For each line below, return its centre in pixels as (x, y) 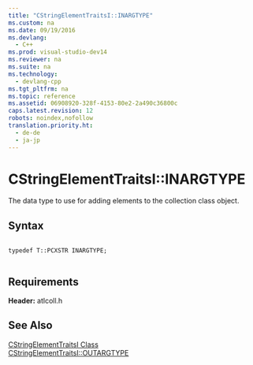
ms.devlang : (28, 37)
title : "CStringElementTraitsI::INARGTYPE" (81, 15)
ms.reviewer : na (35, 60)
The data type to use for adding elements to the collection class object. (124, 201)
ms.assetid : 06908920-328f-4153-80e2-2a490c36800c (93, 103)
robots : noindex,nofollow (50, 118)
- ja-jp (28, 140)
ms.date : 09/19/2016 (42, 30)
